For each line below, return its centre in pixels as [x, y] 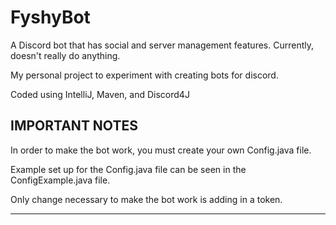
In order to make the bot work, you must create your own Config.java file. [161, 150]
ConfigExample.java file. [60, 180]
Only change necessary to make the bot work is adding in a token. [146, 199]
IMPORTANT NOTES [74, 126]
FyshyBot [50, 17]
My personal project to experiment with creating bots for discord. [144, 75]
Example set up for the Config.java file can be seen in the [128, 169]
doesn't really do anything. [65, 55]
